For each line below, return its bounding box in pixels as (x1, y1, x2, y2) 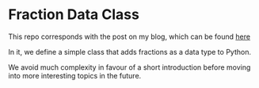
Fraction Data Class (8, 6, 140, 24)
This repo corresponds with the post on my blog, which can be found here (8, 32, 251, 41)
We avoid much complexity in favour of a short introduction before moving (8, 62, 251, 72)
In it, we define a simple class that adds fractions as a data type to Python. (8, 47, 252, 56)
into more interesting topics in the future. (8, 71, 142, 80)
